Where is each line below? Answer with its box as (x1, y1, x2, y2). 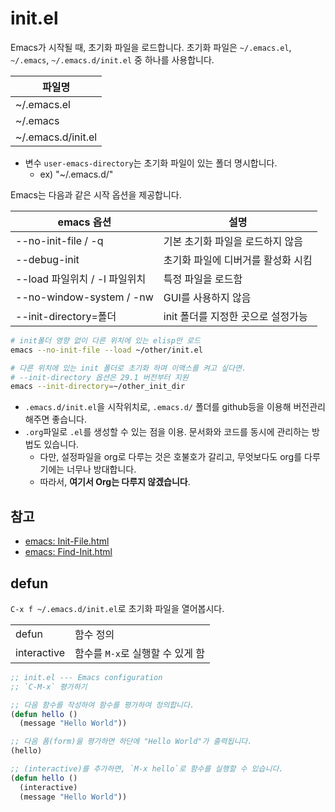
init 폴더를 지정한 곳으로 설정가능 (163, 309, 308, 323)
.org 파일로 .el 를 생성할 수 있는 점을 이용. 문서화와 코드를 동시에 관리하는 (24, 426, 310, 438)
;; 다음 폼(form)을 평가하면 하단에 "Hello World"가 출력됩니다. (10, 737, 253, 747)
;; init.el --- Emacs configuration (10, 672, 163, 682)
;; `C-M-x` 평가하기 (10, 682, 88, 692)
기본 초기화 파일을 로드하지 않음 (163, 234, 304, 248)
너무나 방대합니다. (66, 463, 137, 476)
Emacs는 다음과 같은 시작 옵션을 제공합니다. (10, 188, 182, 201)
